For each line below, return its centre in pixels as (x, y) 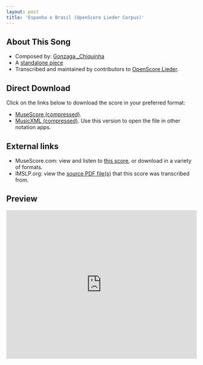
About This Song (39, 42)
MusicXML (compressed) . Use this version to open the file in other (98, 121)
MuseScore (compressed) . (48, 115)
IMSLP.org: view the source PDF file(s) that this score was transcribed (102, 173)
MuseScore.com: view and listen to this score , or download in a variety (103, 160)
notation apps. (33, 127)
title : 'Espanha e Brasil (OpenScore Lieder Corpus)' (76, 17)
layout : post (23, 12)
